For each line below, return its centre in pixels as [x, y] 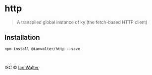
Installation [22, 37]
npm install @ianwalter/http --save [42, 49]
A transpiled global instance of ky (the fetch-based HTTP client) [82, 22]
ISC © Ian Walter [22, 67]
